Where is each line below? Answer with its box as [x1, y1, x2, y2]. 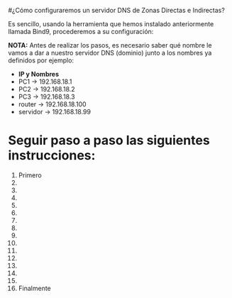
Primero [18, 170, 42, 180]
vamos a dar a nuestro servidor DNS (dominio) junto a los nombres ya [8, 49, 212, 57]
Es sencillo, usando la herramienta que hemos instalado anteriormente [8, 20, 214, 28]
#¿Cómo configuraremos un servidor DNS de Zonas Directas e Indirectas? [8, 6, 226, 14]
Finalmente [18, 284, 52, 292]
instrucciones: [8, 148, 96, 164]
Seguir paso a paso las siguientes [8, 133, 210, 148]
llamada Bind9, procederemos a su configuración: [8, 28, 154, 35]
